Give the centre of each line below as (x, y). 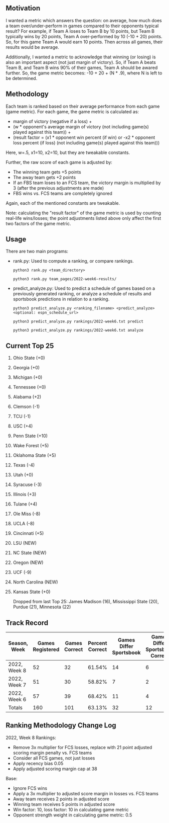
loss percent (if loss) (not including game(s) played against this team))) (86, 142)
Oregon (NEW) (28, 562)
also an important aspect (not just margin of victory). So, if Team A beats (81, 62)
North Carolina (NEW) (35, 582)
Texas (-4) (24, 465)
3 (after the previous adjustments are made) (58, 188)
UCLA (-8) (24, 524)
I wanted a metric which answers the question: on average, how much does (84, 20)
